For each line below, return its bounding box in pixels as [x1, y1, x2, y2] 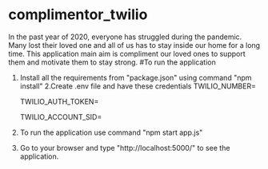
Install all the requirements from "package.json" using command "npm [19, 73, 252, 82]
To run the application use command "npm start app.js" [19, 128, 203, 137]
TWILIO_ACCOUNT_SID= [19, 112, 102, 121]
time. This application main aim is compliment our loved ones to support [8, 49, 246, 58]
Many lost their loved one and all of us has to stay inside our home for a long [8, 40, 261, 49]
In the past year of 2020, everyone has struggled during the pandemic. [8, 32, 242, 41]
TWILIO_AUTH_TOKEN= [19, 96, 99, 106]
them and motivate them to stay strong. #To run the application [8, 57, 216, 67]
